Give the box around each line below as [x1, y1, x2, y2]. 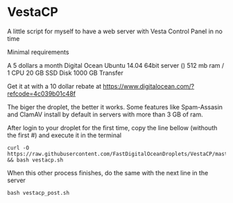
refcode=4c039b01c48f [7, 89, 76, 98]
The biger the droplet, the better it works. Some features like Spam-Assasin [7, 103, 223, 111]
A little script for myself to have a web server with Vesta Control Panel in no [7, 27, 223, 35]
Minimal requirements [7, 48, 69, 56]
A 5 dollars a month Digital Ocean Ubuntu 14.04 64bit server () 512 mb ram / [7, 61, 225, 69]
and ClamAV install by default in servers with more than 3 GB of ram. [7, 110, 203, 118]
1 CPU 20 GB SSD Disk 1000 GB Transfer [7, 69, 123, 77]
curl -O [7, 144, 30, 151]
